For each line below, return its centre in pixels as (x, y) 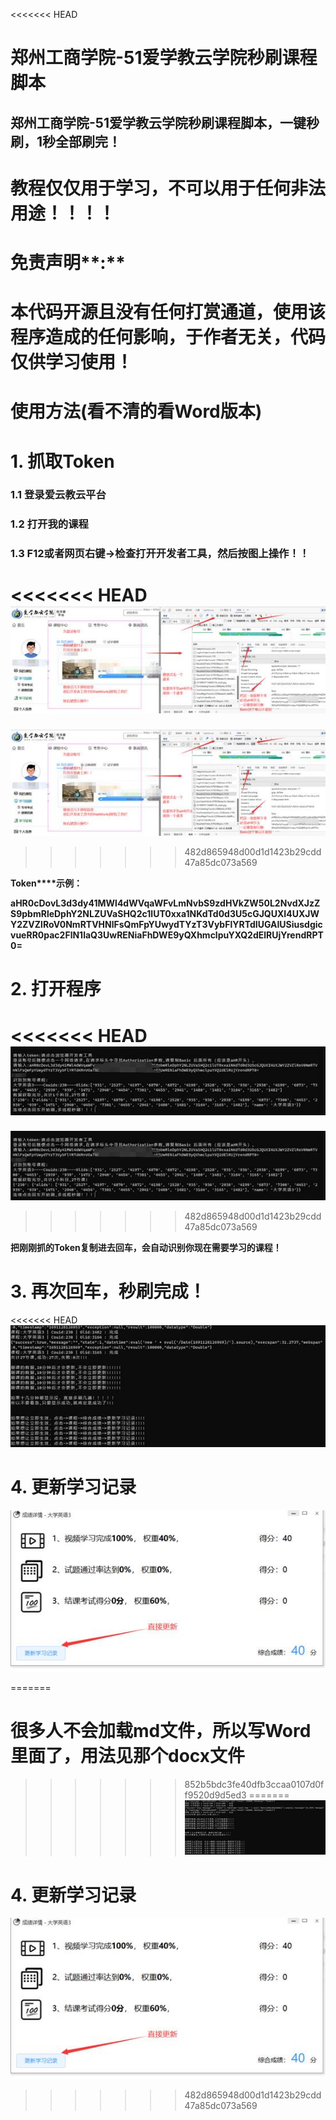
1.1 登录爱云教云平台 (58, 495)
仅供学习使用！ (72, 362)
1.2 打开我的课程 (49, 524)
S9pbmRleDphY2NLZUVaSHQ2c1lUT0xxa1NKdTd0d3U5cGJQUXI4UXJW (165, 914)
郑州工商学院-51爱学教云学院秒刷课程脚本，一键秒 (165, 122)
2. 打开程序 (56, 989)
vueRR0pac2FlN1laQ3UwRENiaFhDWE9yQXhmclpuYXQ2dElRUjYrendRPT (167, 935)
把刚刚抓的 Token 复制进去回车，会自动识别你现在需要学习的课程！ (146, 1247)
